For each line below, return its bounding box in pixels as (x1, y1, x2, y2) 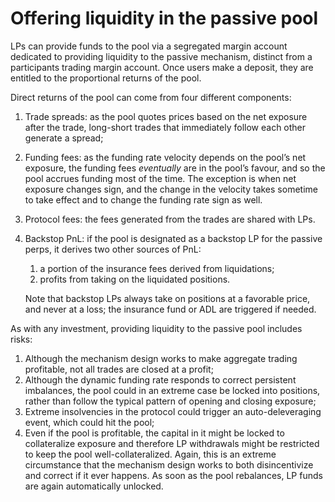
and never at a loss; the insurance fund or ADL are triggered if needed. (24, 303, 317, 315)
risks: (10, 333, 33, 345)
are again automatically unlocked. (24, 480, 164, 492)
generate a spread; (24, 132, 104, 144)
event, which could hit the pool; (24, 416, 155, 428)
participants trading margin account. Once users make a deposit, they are (10, 61, 314, 73)
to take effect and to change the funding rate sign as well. (24, 193, 263, 206)
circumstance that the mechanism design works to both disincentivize (24, 458, 314, 471)
